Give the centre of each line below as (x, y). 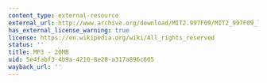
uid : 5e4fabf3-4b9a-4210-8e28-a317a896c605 (81, 60)
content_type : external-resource (64, 15)
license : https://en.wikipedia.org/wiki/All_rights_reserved (112, 38)
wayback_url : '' (35, 67)
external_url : (32, 23)
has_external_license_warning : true (69, 30)
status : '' (26, 45)
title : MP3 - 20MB (39, 52)
